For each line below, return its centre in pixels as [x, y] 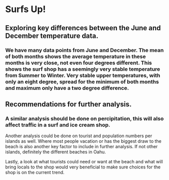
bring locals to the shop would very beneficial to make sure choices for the [83, 167]
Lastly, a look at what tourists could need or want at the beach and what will [84, 162]
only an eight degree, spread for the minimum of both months [82, 82]
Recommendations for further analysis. [69, 104]
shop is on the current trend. [35, 172]
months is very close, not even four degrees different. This [79, 63]
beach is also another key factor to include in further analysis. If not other [81, 147]
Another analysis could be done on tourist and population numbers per [79, 136]
